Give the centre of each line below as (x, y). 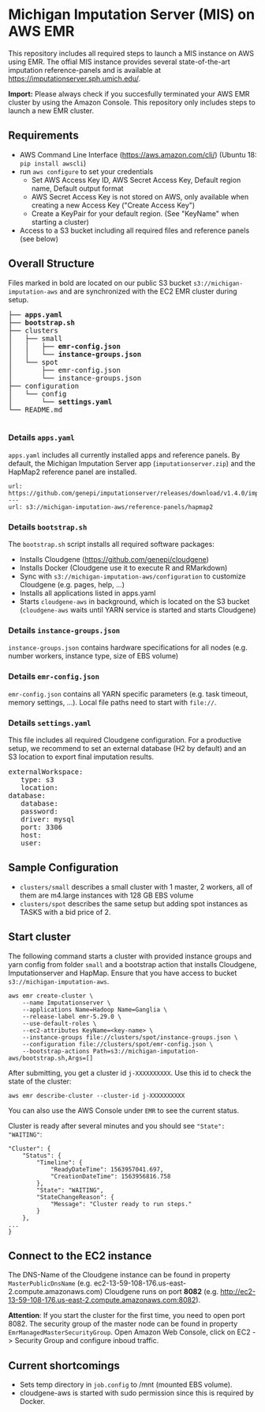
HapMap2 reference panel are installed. (73, 472)
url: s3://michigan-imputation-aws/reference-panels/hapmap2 (111, 507)
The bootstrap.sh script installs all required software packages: (111, 545)
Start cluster (39, 937)
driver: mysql (48, 820)
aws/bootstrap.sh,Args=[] (50, 1058)
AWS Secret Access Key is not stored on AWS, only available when (140, 196)
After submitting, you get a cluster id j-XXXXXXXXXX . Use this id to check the (130, 1072)
